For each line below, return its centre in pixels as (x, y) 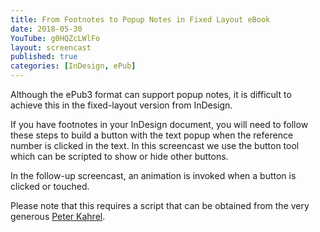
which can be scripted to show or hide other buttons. (119, 156)
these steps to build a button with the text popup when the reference (152, 135)
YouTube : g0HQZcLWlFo (55, 38)
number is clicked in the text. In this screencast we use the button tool (155, 145)
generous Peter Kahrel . (58, 216)
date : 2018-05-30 (46, 29)
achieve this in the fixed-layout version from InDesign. (121, 105)
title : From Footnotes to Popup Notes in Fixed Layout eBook (140, 19)
